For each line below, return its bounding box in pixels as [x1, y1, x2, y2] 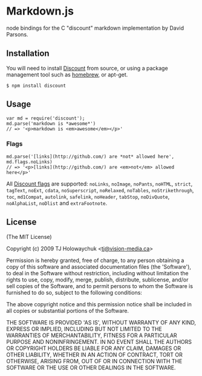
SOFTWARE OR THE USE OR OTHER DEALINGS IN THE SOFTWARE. [6, 364, 176, 371]
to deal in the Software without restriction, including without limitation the [6, 269, 189, 277]
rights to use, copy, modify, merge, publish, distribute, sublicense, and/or [6, 276, 189, 283]
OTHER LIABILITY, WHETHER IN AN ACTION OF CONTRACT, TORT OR [6, 351, 183, 358]
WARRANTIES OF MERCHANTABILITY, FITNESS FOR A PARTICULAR [6, 332, 177, 339]
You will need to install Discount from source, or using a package [6, 64, 168, 72]
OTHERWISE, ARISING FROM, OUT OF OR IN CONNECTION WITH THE [6, 357, 183, 364]
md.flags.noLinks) [6, 159, 53, 165]
